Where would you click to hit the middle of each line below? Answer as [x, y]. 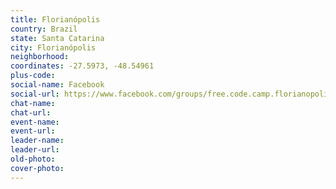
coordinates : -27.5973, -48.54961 [82, 66]
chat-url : [31, 112]
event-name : [35, 122]
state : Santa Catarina [57, 38]
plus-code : [33, 76]
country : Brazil [44, 29]
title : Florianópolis [55, 19]
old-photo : [33, 159]
